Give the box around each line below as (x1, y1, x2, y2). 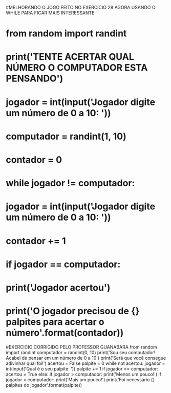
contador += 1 (6, 235, 66, 247)
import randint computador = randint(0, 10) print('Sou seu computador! (6, 349, 156, 355)
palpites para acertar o (6, 316, 104, 328)
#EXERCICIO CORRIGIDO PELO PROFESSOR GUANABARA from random (6, 344, 158, 350)
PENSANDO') (6, 73, 63, 84)
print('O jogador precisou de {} (6, 305, 140, 317)
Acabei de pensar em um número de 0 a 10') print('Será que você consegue (6, 355, 166, 361)
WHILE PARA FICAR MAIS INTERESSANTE (6, 10, 95, 16)
